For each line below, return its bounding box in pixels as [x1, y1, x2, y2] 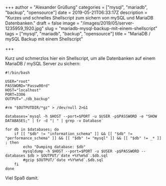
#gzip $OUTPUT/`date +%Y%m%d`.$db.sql [23, 158, 104, 163]
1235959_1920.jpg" [5, 25, 44, 31]
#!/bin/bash [5, 70, 30, 75]
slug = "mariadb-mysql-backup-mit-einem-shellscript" [44, 25, 158, 31]
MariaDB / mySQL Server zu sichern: [5, 61, 81, 66]
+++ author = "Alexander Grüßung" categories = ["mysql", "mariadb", [5, 4, 148, 10]
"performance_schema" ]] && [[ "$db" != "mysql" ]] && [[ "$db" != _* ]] [5, 136, 162, 141]
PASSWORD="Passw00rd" [5, 83, 50, 88]
